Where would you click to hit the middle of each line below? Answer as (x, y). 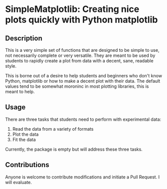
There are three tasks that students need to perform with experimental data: (83, 119)
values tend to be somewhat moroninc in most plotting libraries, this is (77, 86)
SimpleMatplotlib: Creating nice (72, 9)
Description (24, 38)
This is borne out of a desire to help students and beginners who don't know (84, 76)
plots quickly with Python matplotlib (82, 20)
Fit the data (24, 139)
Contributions (27, 165)
